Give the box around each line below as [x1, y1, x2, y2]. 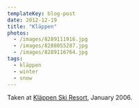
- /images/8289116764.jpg [13, 49, 89, 56]
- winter [13, 68, 39, 75]
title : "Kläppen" [7, 23, 57, 30]
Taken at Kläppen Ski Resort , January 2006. [7, 93, 133, 102]
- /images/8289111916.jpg [13, 36, 89, 43]
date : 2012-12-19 [7, 17, 57, 24]
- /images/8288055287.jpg [13, 42, 89, 49]
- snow [13, 74, 33, 82]
